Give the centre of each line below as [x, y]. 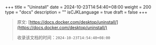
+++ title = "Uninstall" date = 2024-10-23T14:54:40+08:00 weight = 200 [78, 7]
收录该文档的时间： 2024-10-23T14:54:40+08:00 [64, 37]
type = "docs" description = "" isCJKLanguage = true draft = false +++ [76, 12]
